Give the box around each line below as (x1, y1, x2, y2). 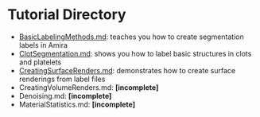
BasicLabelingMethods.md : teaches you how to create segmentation (18, 32, 244, 41)
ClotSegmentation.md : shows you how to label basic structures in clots (18, 49, 252, 58)
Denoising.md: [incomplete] (18, 91, 112, 100)
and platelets (18, 57, 62, 67)
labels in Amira (18, 40, 68, 49)
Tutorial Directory (7, 6, 126, 24)
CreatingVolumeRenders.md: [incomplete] (18, 82, 159, 92)
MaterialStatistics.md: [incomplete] (18, 99, 136, 109)
